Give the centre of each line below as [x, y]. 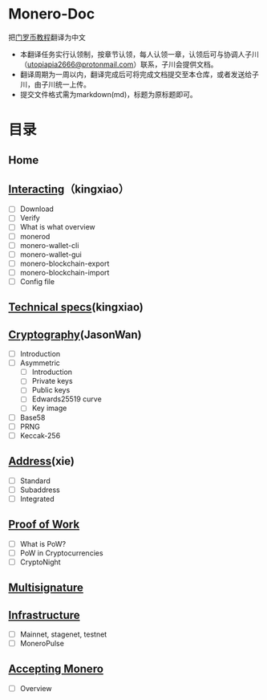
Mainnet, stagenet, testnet [63, 634]
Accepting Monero [56, 669]
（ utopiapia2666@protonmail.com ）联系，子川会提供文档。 [119, 64]
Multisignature [46, 588]
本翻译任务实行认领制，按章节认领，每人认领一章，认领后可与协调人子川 [139, 54]
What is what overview [58, 227]
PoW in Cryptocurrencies [61, 553]
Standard [35, 480]
